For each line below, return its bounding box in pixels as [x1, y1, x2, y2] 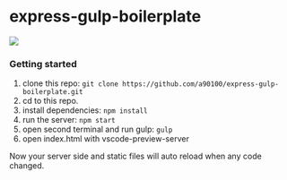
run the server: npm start [22, 115, 116, 125]
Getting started [9, 57, 78, 70]
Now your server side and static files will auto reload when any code [9, 150, 262, 162]
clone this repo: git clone [22, 78, 119, 89]
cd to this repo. [22, 96, 79, 107]
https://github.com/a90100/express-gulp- [122, 80, 280, 89]
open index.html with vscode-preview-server [22, 133, 190, 144]
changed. [9, 160, 45, 171]
